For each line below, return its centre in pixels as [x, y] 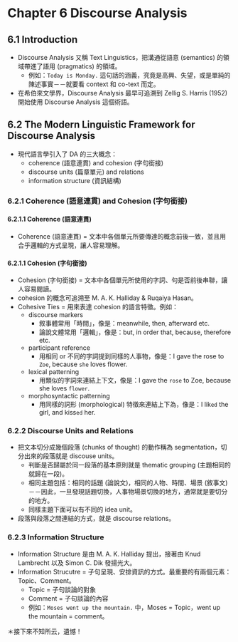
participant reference [59, 348]
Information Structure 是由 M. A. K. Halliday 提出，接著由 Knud [109, 554]
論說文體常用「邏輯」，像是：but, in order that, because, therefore [135, 332]
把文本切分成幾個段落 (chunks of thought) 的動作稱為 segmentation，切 [122, 447]
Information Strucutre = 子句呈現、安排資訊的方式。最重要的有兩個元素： [124, 571]
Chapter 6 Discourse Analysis [97, 13]
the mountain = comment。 [68, 616]
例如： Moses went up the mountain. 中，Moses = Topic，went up [124, 607]
